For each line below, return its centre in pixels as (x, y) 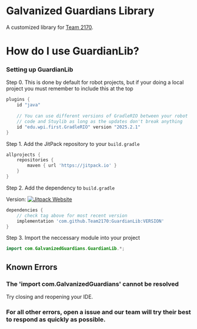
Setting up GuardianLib (40, 70)
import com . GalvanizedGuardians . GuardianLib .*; (66, 249)
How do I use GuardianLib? (73, 51)
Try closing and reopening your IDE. (50, 297)
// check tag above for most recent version (72, 216)
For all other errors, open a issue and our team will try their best (98, 312)
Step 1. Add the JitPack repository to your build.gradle (73, 144)
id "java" (29, 105)
